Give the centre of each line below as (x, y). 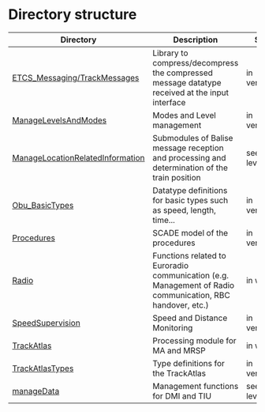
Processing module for (194, 340)
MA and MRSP (179, 350)
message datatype (187, 82)
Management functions (196, 386)
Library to (170, 53)
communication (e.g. (191, 275)
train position (177, 177)
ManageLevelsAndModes (60, 120)
